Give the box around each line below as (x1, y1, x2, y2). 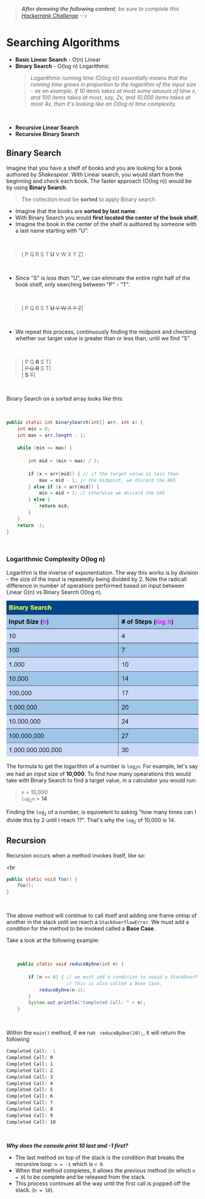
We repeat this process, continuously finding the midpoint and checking (15, 328, 196, 335)
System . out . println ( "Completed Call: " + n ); (28, 1000, 146, 1006)
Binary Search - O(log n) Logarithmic (15, 62, 110, 70)
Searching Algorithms (6, 36, 120, 49)
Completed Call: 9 (6, 1112, 53, 1118)
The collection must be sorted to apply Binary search (21, 195, 156, 203)
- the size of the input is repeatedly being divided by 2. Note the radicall (6, 575, 187, 583)
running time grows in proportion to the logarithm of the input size (30, 81, 196, 88)
